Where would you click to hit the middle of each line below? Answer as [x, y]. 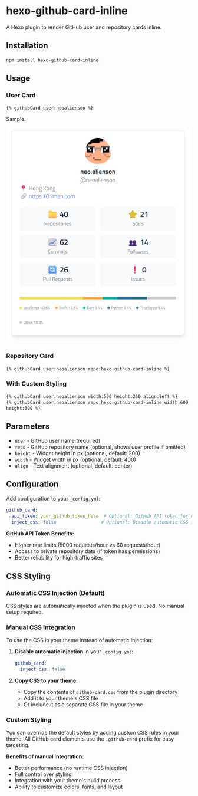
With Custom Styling [36, 383]
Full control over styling [43, 774]
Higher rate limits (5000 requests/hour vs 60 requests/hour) [88, 545]
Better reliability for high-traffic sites [59, 558]
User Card [21, 95]
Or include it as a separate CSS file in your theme [83, 704]
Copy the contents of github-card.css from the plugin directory [100, 692]
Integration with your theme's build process [67, 781]
